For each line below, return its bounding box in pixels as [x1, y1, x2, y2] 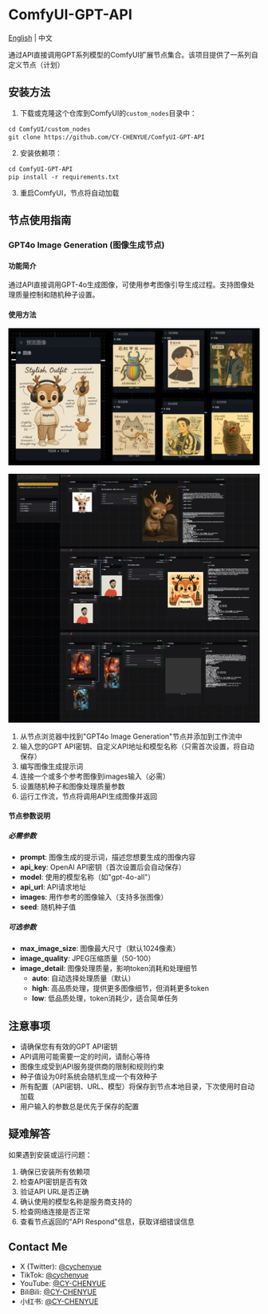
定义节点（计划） [8, 60, 65, 69]
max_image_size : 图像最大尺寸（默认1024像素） [19, 944, 180, 953]
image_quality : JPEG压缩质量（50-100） [19, 953, 156, 963]
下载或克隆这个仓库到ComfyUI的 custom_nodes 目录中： [19, 108, 197, 117]
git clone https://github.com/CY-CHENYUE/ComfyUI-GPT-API [8, 133, 205, 141]
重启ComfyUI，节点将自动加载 [19, 187, 120, 197]
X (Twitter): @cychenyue [19, 1261, 102, 1271]
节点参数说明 [8, 811, 50, 821]
